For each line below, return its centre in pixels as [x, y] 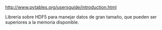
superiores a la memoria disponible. [42, 22]
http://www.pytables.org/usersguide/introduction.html [61, 7]
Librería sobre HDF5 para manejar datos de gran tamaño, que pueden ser [81, 17]
